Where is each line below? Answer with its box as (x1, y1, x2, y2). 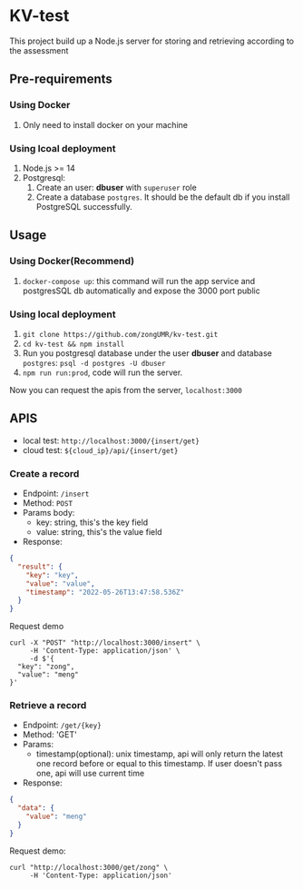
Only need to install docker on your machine (22, 119, 189, 130)
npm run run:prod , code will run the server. (22, 367, 183, 378)
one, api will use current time (35, 768, 145, 779)
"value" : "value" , (25, 578, 95, 588)
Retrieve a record (9, 699, 87, 712)
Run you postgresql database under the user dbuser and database (22, 347, 272, 359)
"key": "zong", (17, 662, 75, 672)
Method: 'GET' (22, 729, 77, 740)
